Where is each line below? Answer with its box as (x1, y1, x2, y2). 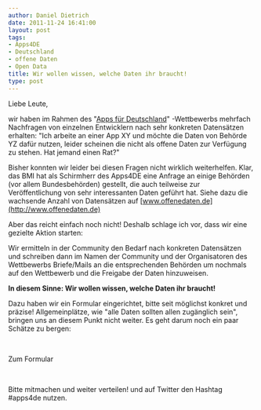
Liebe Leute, (8, 99, 49, 108)
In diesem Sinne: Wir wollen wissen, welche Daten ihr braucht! (8, 284, 216, 293)
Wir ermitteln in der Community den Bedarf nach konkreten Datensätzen (8, 243, 241, 252)
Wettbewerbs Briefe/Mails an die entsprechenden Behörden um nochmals (8, 260, 247, 269)
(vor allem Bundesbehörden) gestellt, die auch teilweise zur (8, 179, 201, 189)
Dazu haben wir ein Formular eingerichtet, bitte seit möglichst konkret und (8, 298, 248, 308)
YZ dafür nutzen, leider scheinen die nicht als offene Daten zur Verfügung (8, 139, 247, 148)
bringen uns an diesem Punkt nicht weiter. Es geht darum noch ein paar (8, 315, 239, 324)
